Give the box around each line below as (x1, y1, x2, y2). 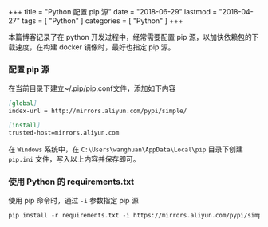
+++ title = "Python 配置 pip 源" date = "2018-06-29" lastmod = (8, 7, 218, 16)
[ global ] (8, 100, 37, 108)
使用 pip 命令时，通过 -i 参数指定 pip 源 (8, 196, 140, 205)
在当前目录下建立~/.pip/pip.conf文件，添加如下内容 (8, 84, 176, 93)
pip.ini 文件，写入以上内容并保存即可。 (8, 154, 141, 163)
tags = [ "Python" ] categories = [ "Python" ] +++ (21, 16, 183, 25)
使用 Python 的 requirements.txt (8, 176, 134, 187)
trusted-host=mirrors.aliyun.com (8, 128, 120, 137)
